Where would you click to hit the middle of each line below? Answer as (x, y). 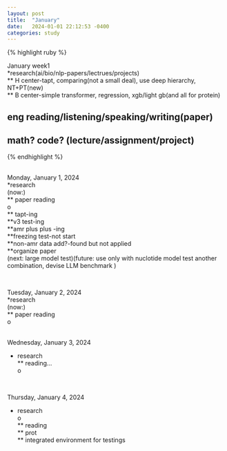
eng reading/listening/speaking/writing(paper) (110, 117)
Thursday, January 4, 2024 (46, 397)
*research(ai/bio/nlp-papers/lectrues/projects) (73, 73)
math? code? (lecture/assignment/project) (101, 141)
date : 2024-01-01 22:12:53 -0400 (58, 26)
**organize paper (32, 251)
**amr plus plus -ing (36, 229)
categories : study (33, 33)
